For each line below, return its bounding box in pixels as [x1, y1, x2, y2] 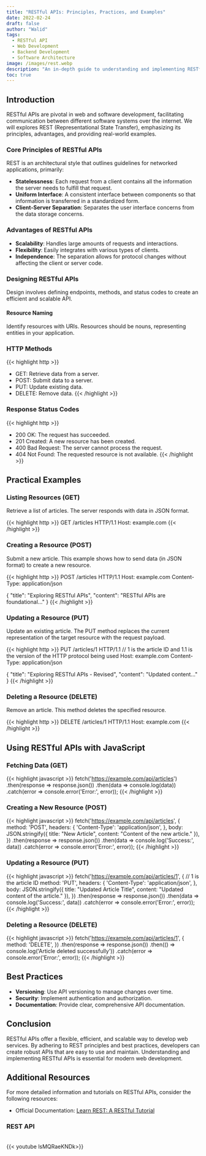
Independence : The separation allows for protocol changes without [15, 253, 187, 260]
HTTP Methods [6, 345, 53, 353]
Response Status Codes [6, 405, 80, 414]
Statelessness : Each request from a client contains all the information [15, 178, 192, 185]
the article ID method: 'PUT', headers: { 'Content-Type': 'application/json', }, [6, 879, 197, 886]
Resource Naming [6, 309, 53, 316]
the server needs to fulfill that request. [15, 185, 112, 192]
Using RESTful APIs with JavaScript [6, 743, 145, 753]
